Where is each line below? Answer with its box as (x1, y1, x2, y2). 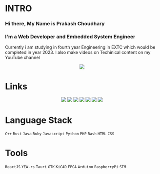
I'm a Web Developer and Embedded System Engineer (5, 34, 136, 40)
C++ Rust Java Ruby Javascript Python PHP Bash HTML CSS (5, 132, 115, 137)
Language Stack (5, 115, 72, 125)
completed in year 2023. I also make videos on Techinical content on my (5, 50, 151, 55)
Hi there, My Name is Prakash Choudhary (5, 20, 105, 27)
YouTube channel (5, 54, 40, 61)
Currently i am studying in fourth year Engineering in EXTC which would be (5, 44, 156, 50)
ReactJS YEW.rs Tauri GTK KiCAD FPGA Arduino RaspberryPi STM (5, 165, 126, 170)
